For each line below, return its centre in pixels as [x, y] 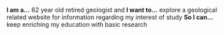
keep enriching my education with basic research [77, 24]
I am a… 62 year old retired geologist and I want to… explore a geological [112, 10]
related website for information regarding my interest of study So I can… [110, 17]
